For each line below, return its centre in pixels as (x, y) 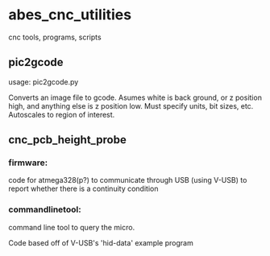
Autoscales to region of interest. (62, 114)
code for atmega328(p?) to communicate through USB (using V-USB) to (128, 180)
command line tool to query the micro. (72, 227)
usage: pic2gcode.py (44, 81)
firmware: (28, 163)
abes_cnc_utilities (70, 15)
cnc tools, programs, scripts (55, 37)
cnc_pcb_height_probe (67, 140)
